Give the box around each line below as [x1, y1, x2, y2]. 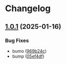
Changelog [5, 3, 51, 14]
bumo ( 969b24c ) [12, 48, 47, 54]
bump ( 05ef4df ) [12, 53, 45, 59]
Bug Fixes [5, 37, 29, 44]
